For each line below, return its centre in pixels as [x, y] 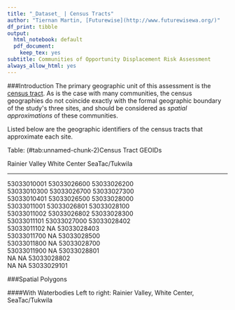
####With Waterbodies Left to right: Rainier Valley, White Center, [101, 293]
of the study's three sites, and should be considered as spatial [97, 108]
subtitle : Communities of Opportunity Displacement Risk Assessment [109, 59]
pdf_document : [34, 46]
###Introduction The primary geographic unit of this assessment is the [109, 85]
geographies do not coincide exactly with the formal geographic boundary [114, 100]
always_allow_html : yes [42, 66]
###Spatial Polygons [37, 279]
